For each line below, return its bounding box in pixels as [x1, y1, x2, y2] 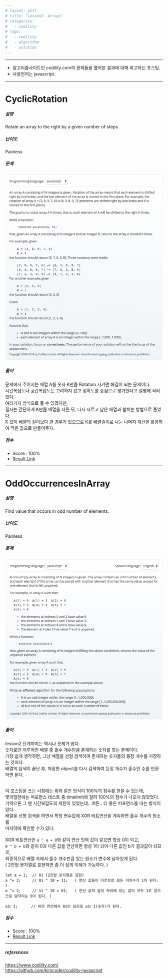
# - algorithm [5, 40, 39, 45]
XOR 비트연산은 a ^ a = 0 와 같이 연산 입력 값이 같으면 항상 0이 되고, [5, 837, 139, 843]
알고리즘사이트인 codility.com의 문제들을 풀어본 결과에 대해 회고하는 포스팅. [12, 64, 160, 70]
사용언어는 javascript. [12, 70, 56, 77]
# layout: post [5, 8, 37, 13]
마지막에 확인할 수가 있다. [5, 825, 55, 831]
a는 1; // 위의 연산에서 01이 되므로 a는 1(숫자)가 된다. [5, 904, 122, 909]
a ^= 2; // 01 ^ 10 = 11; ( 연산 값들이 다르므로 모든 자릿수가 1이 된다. [5, 878, 159, 883]
